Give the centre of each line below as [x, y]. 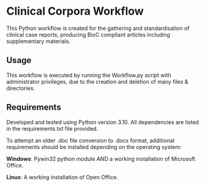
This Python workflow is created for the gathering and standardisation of [98, 28]
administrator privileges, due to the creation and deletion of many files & [97, 81]
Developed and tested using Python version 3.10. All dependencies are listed [102, 122]
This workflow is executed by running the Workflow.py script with [89, 75]
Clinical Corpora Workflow [75, 11]
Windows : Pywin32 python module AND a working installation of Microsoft [101, 159]
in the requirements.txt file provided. [52, 128]
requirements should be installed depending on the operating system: [94, 147]
